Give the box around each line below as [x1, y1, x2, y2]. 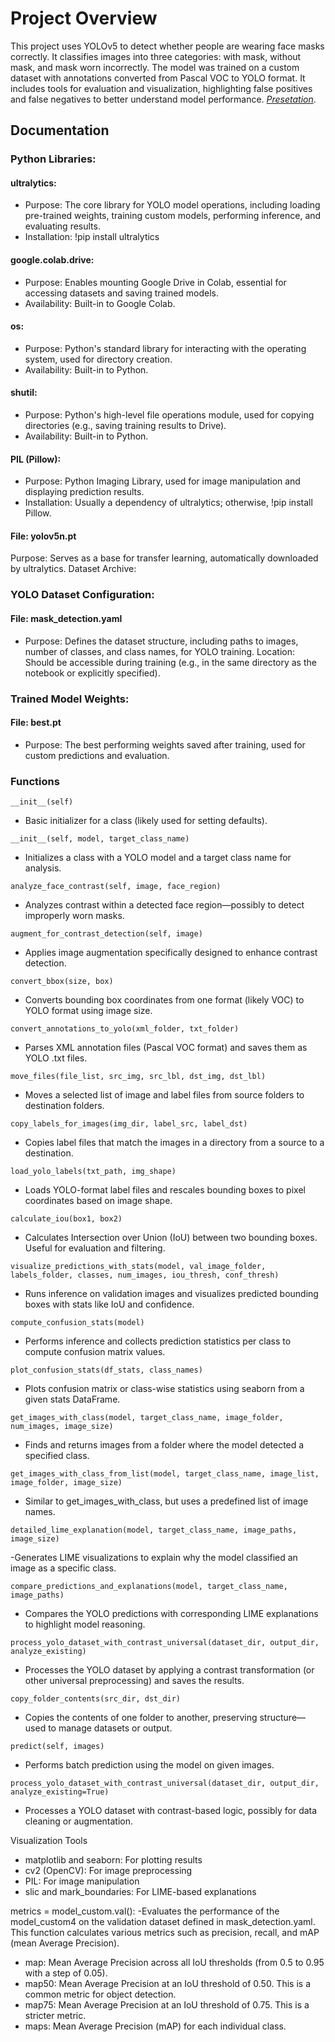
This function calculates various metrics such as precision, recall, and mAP [10, 1927, 320, 1939]
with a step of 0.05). [24, 1967, 108, 1979]
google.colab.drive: [10, 254, 95, 266]
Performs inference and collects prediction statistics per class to [24, 1335, 292, 1347]
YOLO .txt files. [24, 1052, 88, 1064]
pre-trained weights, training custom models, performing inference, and [24, 210, 322, 222]
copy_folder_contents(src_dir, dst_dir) [10, 1694, 182, 1704]
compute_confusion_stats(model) [10, 1318, 145, 1328]
